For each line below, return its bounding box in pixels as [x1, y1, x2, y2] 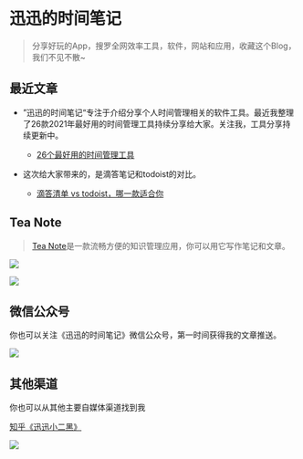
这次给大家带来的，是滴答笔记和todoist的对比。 [22, 168, 201, 179]
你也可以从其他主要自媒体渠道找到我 [9, 402, 146, 413]
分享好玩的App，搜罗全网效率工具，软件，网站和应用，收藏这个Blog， [31, 40, 297, 51]
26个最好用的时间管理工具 [36, 149, 135, 160]
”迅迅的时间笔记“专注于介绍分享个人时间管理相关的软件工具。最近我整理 [22, 107, 295, 118]
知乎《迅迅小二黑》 [9, 422, 82, 433]
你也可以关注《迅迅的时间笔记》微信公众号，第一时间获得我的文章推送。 [9, 329, 281, 340]
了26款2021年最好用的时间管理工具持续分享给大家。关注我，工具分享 [22, 118, 283, 129]
